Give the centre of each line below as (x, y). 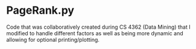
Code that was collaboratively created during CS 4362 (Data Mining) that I (99, 27)
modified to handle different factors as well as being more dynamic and (95, 33)
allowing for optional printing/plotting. (53, 39)
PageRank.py (40, 10)
